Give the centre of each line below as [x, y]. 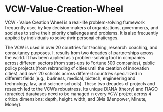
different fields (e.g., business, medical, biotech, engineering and [70, 78]
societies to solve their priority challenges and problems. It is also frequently [81, 33]
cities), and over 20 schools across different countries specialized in [73, 73]
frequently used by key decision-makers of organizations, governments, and [82, 27]
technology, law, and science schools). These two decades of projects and [80, 83]
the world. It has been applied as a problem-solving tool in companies [75, 57]
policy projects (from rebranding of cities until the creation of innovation [77, 68]
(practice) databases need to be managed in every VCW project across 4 [78, 94]
